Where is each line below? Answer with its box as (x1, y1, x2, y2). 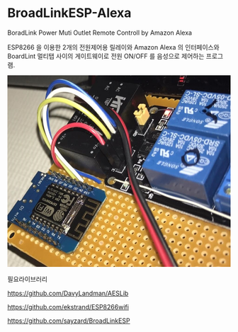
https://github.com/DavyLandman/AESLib (7, 289, 129, 297)
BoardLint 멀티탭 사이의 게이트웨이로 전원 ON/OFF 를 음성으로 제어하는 (7, 52, 205, 60)
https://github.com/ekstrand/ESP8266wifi (7, 302, 130, 311)
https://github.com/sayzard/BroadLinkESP (7, 316, 130, 325)
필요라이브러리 (7, 275, 48, 283)
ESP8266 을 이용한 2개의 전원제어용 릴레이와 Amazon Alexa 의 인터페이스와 (7, 42, 220, 51)
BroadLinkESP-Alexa (7, 5, 132, 21)
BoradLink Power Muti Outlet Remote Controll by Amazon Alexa (7, 28, 193, 37)
